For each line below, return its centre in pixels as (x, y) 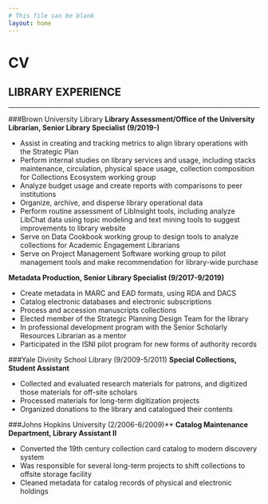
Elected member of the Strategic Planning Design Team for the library (134, 318)
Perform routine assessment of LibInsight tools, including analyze (127, 211)
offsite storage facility (55, 474)
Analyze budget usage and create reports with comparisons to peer (131, 186)
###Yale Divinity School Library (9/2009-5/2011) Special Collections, (122, 359)
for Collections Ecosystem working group (88, 177)
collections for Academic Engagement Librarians (100, 245)
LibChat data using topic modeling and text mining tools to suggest (130, 219)
